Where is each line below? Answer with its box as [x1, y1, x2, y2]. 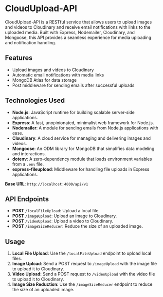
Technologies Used [5, 96, 65, 105]
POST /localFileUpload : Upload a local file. [12, 208, 100, 214]
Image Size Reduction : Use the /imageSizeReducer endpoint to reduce [12, 281, 153, 287]
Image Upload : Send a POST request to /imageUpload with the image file [12, 261, 157, 267]
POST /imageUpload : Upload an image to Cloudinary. [12, 213, 117, 219]
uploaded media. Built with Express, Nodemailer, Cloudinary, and [5, 29, 135, 35]
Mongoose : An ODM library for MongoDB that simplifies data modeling [12, 146, 155, 151]
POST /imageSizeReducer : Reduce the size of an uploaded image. [12, 223, 143, 229]
